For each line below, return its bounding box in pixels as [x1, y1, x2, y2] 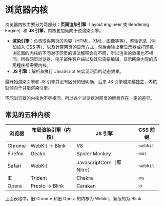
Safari [7, 162, 21, 169]
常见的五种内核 [5, 111, 50, 119]
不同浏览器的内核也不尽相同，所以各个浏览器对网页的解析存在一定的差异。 [5, 95, 155, 101]
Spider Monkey [76, 150, 111, 157]
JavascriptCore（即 [76, 159, 122, 166]
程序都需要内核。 [16, 62, 51, 68]
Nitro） [76, 166, 93, 173]
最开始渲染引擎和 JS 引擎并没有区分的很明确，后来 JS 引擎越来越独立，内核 [5, 78, 157, 84]
